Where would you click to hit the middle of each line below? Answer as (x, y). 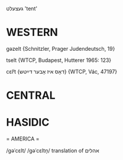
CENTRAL (31, 95)
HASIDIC (28, 123)
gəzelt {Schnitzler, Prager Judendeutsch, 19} (61, 48)
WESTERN (32, 32)
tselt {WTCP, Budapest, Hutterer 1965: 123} (59, 60)
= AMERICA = (23, 139)
